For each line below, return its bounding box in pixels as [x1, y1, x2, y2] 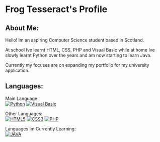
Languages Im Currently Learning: [5, 125, 76, 132]
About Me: [5, 24, 39, 32]
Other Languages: [5, 110, 43, 117]
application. [5, 67, 30, 73]
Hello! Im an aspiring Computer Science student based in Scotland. [5, 37, 144, 43]
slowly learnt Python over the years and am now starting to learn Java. [5, 52, 152, 58]
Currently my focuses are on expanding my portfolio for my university [5, 62, 149, 68]
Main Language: [5, 95, 39, 102]
